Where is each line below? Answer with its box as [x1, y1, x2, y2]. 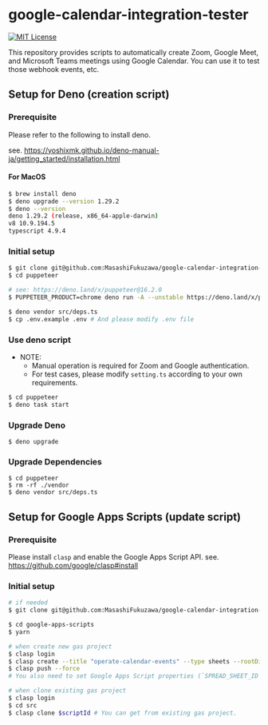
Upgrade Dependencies [8, 456, 102, 467]
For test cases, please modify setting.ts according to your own [31, 369, 243, 379]
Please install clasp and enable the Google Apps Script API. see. [8, 552, 219, 561]
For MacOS [8, 172, 46, 181]
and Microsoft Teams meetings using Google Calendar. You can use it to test [8, 56, 260, 66]
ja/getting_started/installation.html [8, 153, 120, 163]
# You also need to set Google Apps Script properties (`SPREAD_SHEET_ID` [8, 672, 262, 680]
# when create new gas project [8, 642, 112, 651]
